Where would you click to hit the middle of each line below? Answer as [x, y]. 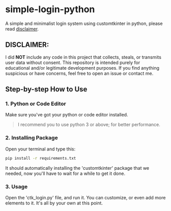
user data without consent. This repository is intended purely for [73, 63]
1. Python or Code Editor [36, 104]
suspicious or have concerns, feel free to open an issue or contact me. [79, 73]
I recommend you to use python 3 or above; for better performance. [89, 125]
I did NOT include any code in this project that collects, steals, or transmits [83, 57]
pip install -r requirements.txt [41, 158]
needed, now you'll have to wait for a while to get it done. [65, 173]
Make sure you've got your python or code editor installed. [67, 115]
